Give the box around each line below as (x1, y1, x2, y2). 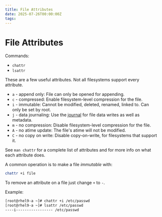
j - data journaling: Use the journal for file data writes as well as (12, 112, 140, 118)
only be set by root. (12, 107, 51, 113)
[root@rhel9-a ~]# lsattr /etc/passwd (5, 203, 83, 208)
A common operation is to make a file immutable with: (5, 162, 113, 168)
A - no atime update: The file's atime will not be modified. (12, 127, 126, 133)
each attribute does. (5, 152, 46, 158)
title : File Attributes (5, 7, 53, 12)
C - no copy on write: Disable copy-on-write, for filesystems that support (12, 133, 157, 139)
